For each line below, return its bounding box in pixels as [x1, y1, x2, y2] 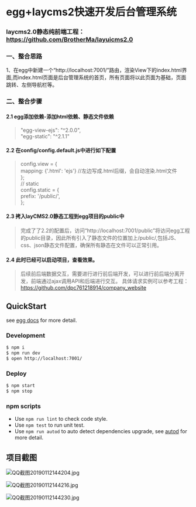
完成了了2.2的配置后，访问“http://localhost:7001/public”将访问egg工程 [20, 227, 190, 234]
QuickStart [6, 301, 47, 311]
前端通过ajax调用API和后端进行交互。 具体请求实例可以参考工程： [30, 278, 189, 285]
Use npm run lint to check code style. [14, 416, 108, 423]
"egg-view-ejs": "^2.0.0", [20, 127, 81, 134]
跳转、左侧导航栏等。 [6, 81, 57, 89]
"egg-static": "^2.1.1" [20, 132, 70, 139]
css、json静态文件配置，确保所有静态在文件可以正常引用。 [20, 241, 163, 249]
